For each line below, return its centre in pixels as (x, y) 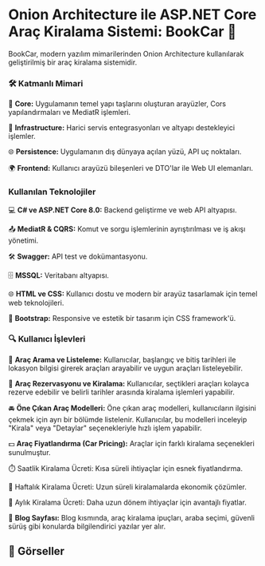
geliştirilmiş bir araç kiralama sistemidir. (73, 62)
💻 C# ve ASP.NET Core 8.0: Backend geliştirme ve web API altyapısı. (123, 210)
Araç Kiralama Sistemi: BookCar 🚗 (123, 32)
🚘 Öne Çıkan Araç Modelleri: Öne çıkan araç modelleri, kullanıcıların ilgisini (132, 408)
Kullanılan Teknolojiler (52, 192)
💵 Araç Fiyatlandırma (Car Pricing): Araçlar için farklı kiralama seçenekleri (131, 443)
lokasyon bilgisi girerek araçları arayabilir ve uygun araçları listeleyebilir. (125, 368)
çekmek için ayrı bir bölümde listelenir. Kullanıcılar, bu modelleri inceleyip (128, 419)
